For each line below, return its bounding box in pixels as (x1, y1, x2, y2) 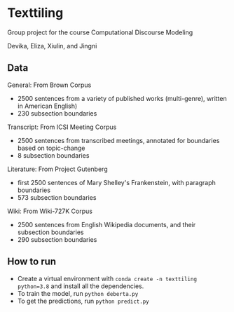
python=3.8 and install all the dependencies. (17, 282, 144, 290)
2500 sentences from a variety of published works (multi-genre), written (17, 94, 227, 102)
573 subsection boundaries (17, 193, 97, 201)
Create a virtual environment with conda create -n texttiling (17, 274, 198, 283)
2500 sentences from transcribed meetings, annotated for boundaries (17, 136, 220, 144)
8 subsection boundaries (17, 151, 90, 159)
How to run (7, 256, 57, 268)
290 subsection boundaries (17, 235, 97, 243)
